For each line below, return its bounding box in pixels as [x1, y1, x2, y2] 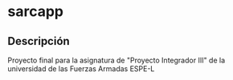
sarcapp [7, 2, 63, 21]
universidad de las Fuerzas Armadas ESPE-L [7, 64, 155, 74]
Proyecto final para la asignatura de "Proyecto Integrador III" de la [7, 55, 226, 65]
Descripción [7, 34, 70, 48]
